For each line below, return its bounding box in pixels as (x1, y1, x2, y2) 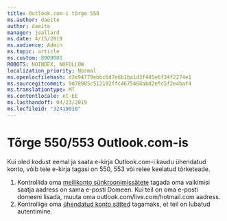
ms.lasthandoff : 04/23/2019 (7, 99, 88, 106)
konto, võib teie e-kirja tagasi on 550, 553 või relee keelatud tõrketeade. (7, 165, 211, 173)
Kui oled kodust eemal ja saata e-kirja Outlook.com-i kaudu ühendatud (7, 157, 206, 166)
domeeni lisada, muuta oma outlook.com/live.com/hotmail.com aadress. (16, 192, 221, 200)
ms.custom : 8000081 (7, 55, 63, 62)
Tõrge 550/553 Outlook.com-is (7, 135, 189, 151)
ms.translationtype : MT (7, 86, 75, 93)
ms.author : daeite (7, 16, 60, 23)
